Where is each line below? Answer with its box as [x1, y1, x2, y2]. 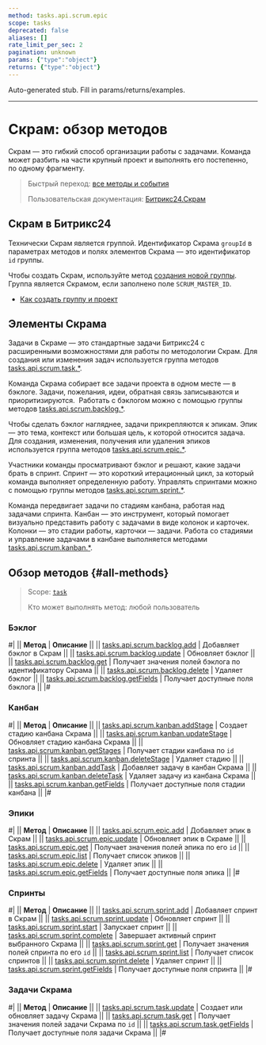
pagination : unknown [8, 48, 77, 56]
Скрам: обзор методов [8, 120, 168, 138]
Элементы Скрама [8, 317, 107, 330]
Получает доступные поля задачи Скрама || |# [8, 1028, 166, 1037]
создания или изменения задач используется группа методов [8, 355, 219, 365]
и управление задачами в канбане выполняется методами [8, 535, 208, 544]
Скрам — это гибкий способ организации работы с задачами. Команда [8, 146, 251, 156]
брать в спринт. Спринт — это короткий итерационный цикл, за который [8, 469, 254, 478]
